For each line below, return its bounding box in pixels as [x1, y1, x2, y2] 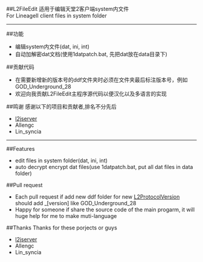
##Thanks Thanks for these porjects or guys [6, 224, 118, 231]
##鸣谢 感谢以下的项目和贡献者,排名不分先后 [6, 103, 117, 110]
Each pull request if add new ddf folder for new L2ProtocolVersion [14, 193, 180, 200]
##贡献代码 [6, 63, 34, 71]
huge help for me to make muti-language [14, 212, 117, 219]
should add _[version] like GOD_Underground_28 [14, 200, 137, 206]
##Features [6, 145, 35, 152]
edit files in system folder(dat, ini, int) [14, 157, 108, 164]
